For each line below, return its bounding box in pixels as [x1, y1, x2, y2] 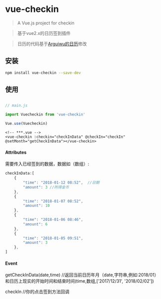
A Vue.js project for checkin [17, 20, 75, 26]
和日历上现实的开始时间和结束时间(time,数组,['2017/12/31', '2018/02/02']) [5, 278, 154, 284]
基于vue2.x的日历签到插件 [17, 30, 71, 36]
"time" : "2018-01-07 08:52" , [23, 199, 83, 203]
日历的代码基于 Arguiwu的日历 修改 [17, 41, 87, 47]
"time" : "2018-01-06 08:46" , [23, 217, 83, 222]
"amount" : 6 [23, 221, 48, 227]
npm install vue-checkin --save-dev [5, 70, 81, 75]
